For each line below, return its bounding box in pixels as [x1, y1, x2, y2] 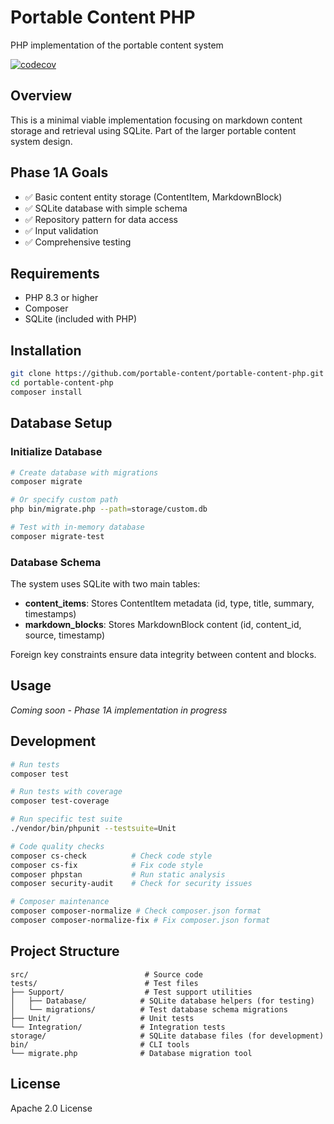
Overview [10, 87, 73, 105]
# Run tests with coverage [10, 787, 123, 797]
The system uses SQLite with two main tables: [10, 578, 201, 590]
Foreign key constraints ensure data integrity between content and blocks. [10, 649, 317, 661]
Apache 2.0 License [10, 1102, 93, 1114]
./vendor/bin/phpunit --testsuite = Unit [10, 824, 177, 834]
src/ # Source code [10, 969, 203, 980]
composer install [10, 387, 83, 397]
